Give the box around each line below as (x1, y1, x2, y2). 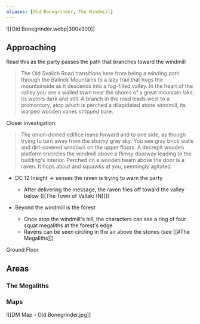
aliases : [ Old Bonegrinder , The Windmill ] (6, 8, 113, 15)
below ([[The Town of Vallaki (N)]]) (23, 192, 109, 200)
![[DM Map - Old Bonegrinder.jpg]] (6, 311, 91, 319)
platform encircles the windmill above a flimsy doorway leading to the (20, 150, 192, 157)
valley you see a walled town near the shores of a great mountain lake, (20, 89, 195, 96)
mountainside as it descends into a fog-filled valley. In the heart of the (20, 82, 193, 90)
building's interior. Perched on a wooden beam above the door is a (20, 157, 185, 164)
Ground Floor (6, 246, 39, 253)
